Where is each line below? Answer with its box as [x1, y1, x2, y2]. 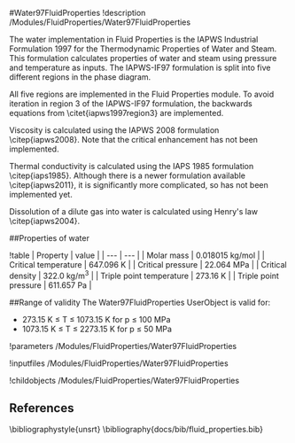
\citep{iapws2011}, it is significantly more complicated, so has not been [9, 180, 268, 190]
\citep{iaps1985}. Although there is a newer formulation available [9, 170, 246, 181]
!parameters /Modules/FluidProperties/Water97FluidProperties [9, 340, 237, 351]
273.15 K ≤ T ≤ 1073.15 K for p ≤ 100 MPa [21, 314, 171, 324]
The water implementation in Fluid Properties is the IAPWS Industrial [9, 35, 259, 44]
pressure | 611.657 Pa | [9, 279, 92, 291]
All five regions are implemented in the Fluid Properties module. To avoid [9, 89, 275, 99]
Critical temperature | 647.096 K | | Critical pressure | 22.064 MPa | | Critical [9, 260, 287, 269]
